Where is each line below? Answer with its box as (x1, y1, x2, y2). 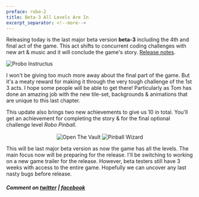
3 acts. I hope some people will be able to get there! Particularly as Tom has (6, 85, 192, 92)
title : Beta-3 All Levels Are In (6, 14, 89, 20)
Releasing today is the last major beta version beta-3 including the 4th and (6, 36, 189, 43)
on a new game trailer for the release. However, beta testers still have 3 (6, 158, 181, 165)
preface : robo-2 (6, 8, 46, 15)
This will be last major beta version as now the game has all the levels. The (6, 145, 189, 152)
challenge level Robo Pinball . (6, 121, 77, 129)
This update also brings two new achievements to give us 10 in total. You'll (6, 108, 188, 116)
